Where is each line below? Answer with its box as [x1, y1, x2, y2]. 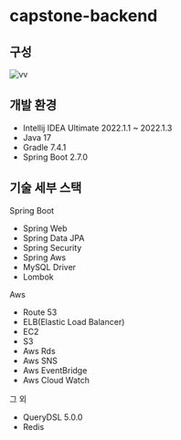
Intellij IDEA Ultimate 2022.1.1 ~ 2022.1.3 [22, 122, 173, 133]
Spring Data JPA [22, 232, 85, 243]
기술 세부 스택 [9, 180, 82, 196]
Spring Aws [22, 252, 67, 263]
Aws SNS [22, 355, 58, 366]
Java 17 [22, 131, 52, 142]
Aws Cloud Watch [22, 374, 90, 385]
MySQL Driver [22, 261, 76, 272]
